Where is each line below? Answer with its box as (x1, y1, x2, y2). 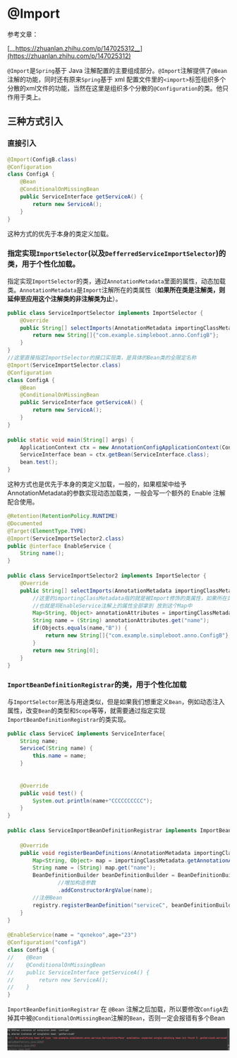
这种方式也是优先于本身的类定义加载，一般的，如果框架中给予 (7, 480, 187, 488)
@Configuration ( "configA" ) (7, 939, 87, 946)
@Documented (7, 519, 42, 527)
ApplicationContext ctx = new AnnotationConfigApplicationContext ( (20, 444, 222, 451)
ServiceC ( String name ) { (20, 745, 93, 752)
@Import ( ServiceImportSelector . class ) (7, 362, 121, 369)
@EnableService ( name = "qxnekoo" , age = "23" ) (7, 931, 138, 939)
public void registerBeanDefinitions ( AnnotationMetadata (20, 849, 191, 856)
